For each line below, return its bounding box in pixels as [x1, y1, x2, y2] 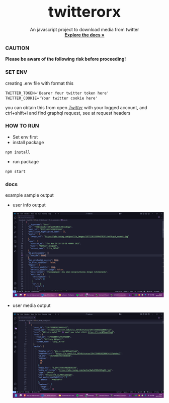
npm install [5, 150, 30, 155]
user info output [12, 202, 46, 208]
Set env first [12, 133, 38, 140]
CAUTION [5, 44, 30, 52]
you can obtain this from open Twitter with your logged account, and [5, 104, 147, 110]
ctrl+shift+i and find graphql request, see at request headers [5, 110, 131, 116]
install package [12, 139, 44, 145]
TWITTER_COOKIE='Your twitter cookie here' [5, 96, 98, 101]
